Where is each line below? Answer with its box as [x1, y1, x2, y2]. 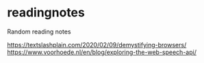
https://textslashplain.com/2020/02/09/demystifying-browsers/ [7, 40, 187, 49]
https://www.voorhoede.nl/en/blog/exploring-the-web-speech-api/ [7, 48, 197, 56]
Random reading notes [7, 27, 71, 36]
